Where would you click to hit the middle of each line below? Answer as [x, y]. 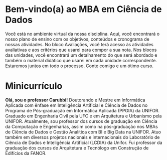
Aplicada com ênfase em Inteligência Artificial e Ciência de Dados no [76, 105]
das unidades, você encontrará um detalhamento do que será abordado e [81, 55]
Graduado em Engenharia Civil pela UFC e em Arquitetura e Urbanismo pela [83, 116]
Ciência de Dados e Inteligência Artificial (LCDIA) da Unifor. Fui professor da [84, 142]
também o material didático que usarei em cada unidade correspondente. [81, 60]
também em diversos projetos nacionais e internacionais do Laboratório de [82, 137]
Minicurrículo [34, 86]
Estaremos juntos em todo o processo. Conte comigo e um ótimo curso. [79, 66]
